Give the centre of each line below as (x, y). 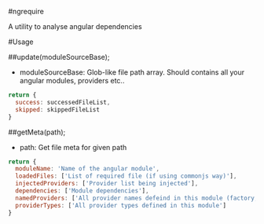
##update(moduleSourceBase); (59, 57)
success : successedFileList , (63, 102)
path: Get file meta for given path (73, 147)
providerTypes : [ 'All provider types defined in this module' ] (121, 205)
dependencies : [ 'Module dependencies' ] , (82, 191)
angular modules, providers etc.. (72, 81)
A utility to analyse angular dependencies (75, 26)
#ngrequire (26, 11)
